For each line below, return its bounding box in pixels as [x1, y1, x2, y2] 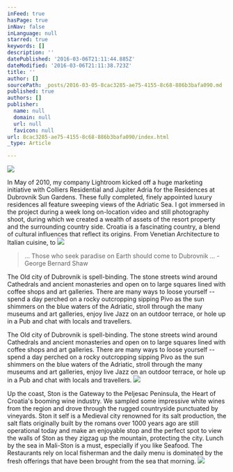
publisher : [7, 101, 39, 108]
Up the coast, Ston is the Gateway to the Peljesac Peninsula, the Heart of [7, 390, 216, 398]
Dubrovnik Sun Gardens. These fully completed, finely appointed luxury [7, 193, 212, 201]
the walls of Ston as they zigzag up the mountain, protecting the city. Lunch [7, 434, 224, 443]
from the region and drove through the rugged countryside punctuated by [7, 404, 218, 413]
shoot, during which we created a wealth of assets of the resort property [7, 215, 216, 224]
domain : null [13, 114, 51, 121]
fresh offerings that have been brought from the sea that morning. [7, 457, 196, 466]
